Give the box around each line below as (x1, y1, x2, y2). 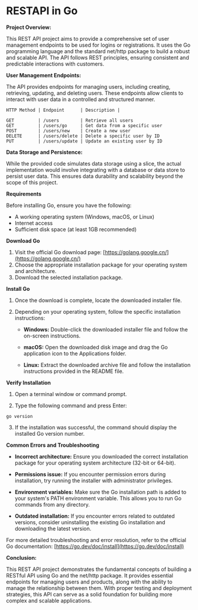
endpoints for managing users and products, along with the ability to (6, 578, 173, 585)
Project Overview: (6, 24, 51, 31)
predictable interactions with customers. (6, 60, 105, 67)
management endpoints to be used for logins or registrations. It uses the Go (6, 41, 191, 48)
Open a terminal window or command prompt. (14, 390, 127, 397)
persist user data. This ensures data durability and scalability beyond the (6, 173, 183, 180)
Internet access (14, 219, 53, 226)
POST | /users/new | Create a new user (6, 128, 131, 134)
